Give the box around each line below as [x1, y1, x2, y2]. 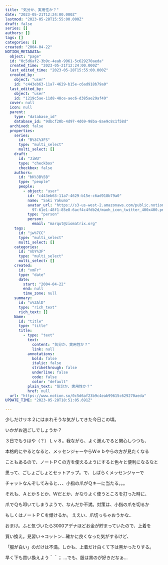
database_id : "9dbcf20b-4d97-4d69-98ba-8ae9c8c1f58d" [14, 118, 128, 124]
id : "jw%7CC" [18, 230, 46, 235]
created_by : [9, 72, 35, 77]
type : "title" [18, 323, 48, 328]
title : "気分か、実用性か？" [5, 7, 59, 12]
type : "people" [18, 179, 50, 184]
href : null [27, 388, 50, 393]
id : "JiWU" [18, 156, 41, 161]
